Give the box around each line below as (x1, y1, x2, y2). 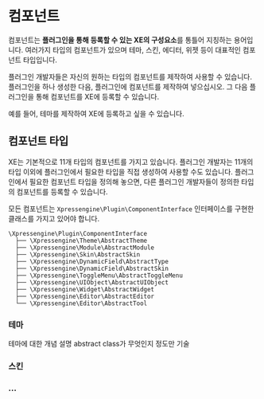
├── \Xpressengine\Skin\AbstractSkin (15, 250, 141, 259)
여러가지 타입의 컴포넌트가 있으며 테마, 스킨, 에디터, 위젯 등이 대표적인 (25, 45, 241, 54)
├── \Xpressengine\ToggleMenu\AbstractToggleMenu (15, 272, 183, 280)
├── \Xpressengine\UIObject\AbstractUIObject (15, 278, 169, 287)
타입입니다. (22, 55, 58, 65)
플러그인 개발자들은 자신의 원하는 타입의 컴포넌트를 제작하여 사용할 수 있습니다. (8, 72, 253, 81)
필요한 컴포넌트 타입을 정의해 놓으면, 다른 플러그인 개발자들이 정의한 (29, 177, 240, 186)
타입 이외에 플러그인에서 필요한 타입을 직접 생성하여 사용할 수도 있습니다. (8, 166, 233, 176)
